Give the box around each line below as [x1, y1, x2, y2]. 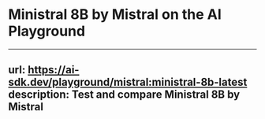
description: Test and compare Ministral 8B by [8, 88, 241, 102]
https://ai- [27, 63, 80, 76]
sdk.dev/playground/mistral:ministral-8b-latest [8, 76, 248, 89]
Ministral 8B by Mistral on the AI [8, 6, 222, 24]
